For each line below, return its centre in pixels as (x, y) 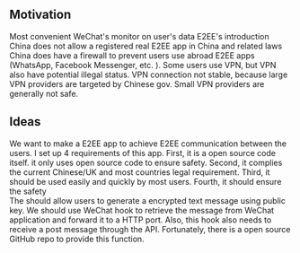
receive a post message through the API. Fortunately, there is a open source (150, 229)
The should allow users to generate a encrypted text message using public (147, 200)
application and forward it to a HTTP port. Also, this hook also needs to (141, 220)
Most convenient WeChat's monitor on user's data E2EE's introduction (139, 36)
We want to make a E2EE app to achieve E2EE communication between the (148, 144)
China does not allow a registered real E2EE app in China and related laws (146, 46)
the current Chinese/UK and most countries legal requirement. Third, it (140, 172)
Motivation (40, 15)
